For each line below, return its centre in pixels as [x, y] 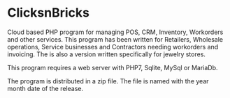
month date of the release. [45, 88]
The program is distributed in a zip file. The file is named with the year [108, 81]
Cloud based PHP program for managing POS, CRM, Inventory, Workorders [115, 32]
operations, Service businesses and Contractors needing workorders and [113, 47]
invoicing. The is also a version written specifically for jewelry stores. [107, 54]
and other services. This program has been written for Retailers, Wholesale [115, 39]
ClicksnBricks [48, 13]
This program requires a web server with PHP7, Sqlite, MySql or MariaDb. [113, 67]
